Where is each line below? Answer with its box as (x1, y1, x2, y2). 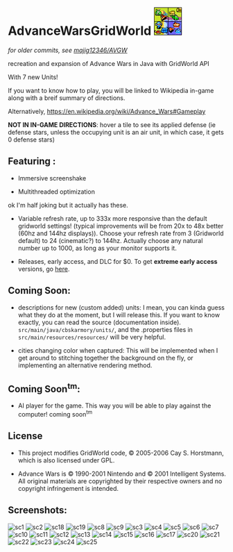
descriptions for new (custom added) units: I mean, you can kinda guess (17, 303, 225, 312)
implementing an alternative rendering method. (17, 361, 153, 369)
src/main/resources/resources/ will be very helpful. (17, 333, 166, 341)
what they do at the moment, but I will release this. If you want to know (17, 310, 221, 319)
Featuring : (8, 156, 56, 167)
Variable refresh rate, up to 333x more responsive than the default (17, 214, 207, 222)
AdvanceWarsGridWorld (8, 23, 152, 39)
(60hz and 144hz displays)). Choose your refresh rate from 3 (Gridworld (17, 229, 224, 237)
